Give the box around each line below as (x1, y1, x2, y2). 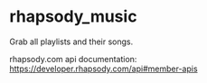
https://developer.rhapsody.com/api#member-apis (9, 63, 198, 74)
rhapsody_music (9, 6, 137, 27)
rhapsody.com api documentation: (9, 53, 137, 64)
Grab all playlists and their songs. (9, 36, 134, 47)
